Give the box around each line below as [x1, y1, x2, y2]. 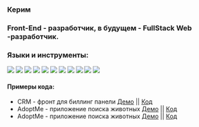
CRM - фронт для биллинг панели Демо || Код [17, 97, 153, 106]
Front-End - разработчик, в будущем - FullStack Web [7, 23, 192, 32]
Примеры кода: [7, 82, 55, 91]
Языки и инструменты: [7, 50, 89, 60]
